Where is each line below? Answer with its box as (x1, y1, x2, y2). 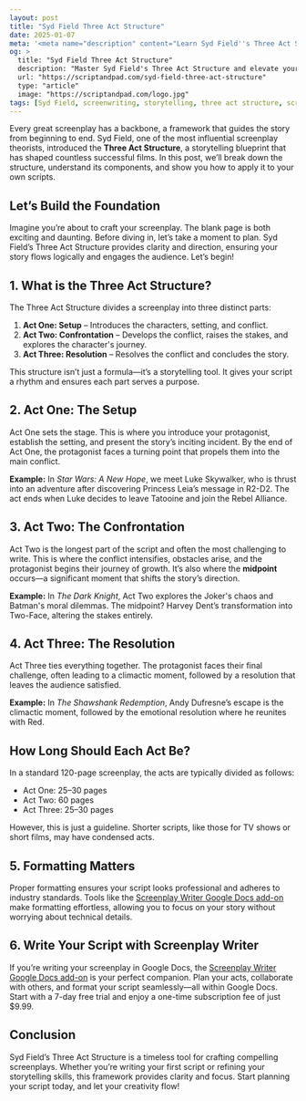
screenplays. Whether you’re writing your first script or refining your (9, 1061, 266, 1072)
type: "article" (17, 81, 79, 90)
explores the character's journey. (22, 339, 148, 349)
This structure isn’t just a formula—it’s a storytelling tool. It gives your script (9, 367, 293, 377)
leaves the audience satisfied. (9, 680, 121, 691)
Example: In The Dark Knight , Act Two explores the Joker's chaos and (9, 590, 274, 601)
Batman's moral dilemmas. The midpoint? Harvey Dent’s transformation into (9, 599, 293, 611)
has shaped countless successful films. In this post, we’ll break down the (9, 152, 283, 163)
